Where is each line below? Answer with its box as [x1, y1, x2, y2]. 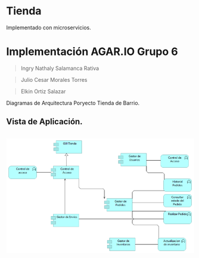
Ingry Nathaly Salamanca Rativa [20, 64, 99, 72]
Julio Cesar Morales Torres [20, 76, 88, 83]
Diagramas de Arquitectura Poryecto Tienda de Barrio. [6, 99, 140, 106]
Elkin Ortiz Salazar [20, 88, 66, 95]
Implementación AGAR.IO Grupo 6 [6, 45, 179, 59]
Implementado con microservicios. [6, 24, 91, 31]
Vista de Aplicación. [6, 116, 83, 127]
